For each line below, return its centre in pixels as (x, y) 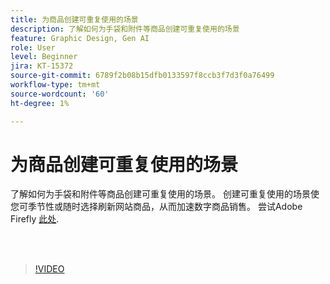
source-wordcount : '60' (60, 94)
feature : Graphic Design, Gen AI (80, 38)
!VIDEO (49, 269)
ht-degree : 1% (40, 103)
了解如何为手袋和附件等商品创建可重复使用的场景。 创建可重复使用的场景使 (165, 194)
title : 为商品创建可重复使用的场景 (74, 19)
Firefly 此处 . (35, 219)
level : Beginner (44, 57)
